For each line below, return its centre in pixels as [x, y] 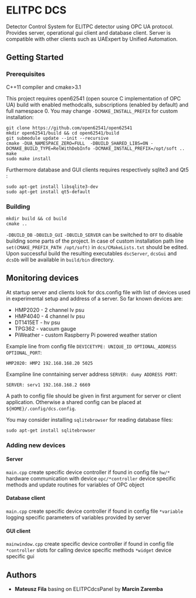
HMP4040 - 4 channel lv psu [50, 316]
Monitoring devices [43, 278]
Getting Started [35, 57]
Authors [21, 575]
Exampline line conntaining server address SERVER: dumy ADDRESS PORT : [92, 374]
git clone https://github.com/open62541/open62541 [69, 128]
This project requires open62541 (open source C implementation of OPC [93, 98]
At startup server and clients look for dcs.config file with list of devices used [98, 292]
